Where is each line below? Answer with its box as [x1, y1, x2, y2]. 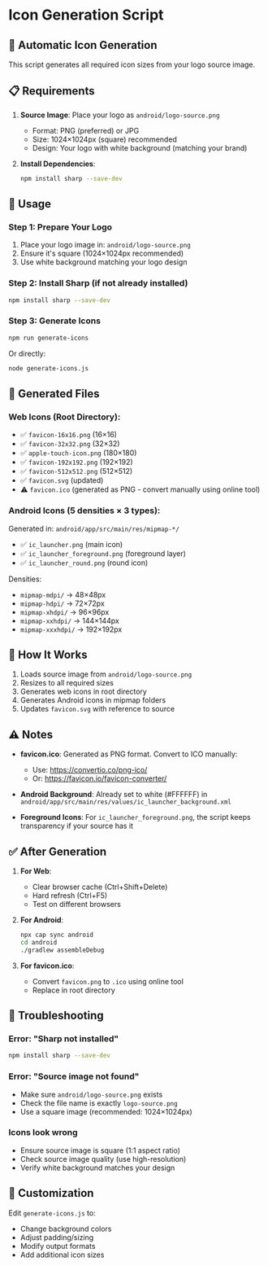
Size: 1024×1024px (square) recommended [32, 134, 177, 144]
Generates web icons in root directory [19, 686, 148, 697]
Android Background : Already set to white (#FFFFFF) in [19, 790, 208, 799]
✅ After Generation [8, 844, 107, 858]
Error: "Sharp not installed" [8, 1032, 119, 1044]
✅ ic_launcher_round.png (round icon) [19, 558, 149, 567]
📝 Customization [8, 1186, 94, 1200]
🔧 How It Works [8, 647, 88, 661]
